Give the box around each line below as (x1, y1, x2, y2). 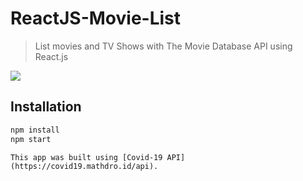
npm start (10, 134, 52, 144)
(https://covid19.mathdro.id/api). (10, 161, 159, 171)
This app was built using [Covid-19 (10, 152, 163, 162)
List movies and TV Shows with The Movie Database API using (34, 40, 293, 52)
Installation (10, 98, 82, 116)
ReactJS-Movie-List (10, 7, 182, 30)
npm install (10, 125, 60, 135)
